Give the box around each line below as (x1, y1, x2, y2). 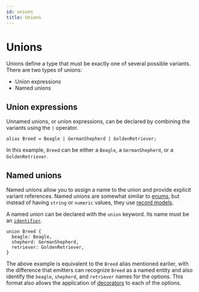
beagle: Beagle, (11, 234, 52, 240)
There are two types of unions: (6, 67, 83, 74)
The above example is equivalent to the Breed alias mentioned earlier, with (6, 260, 189, 267)
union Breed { (6, 229, 42, 235)
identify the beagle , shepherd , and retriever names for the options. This (6, 273, 183, 280)
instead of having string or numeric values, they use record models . (6, 199, 174, 206)
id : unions (6, 8, 34, 15)
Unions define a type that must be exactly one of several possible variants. (6, 60, 191, 67)
